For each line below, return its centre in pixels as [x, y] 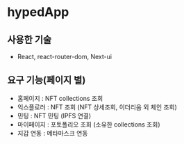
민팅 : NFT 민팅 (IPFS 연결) [54, 115]
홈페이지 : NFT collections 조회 [60, 98]
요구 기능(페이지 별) [47, 80]
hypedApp [38, 12]
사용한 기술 [30, 39]
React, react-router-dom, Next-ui [65, 57]
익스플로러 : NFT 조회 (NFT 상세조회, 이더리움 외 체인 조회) [97, 107]
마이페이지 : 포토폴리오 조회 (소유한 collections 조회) [89, 124]
